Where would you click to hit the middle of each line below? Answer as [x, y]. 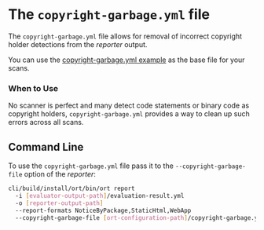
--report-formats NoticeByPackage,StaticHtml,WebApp [103, 210]
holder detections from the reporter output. [78, 44]
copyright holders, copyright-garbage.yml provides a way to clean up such [129, 114]
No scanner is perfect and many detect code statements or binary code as [129, 106]
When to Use [33, 88]
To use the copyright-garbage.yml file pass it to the [91, 166]
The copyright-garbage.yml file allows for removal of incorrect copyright [125, 36]
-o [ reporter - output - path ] [59, 203]
